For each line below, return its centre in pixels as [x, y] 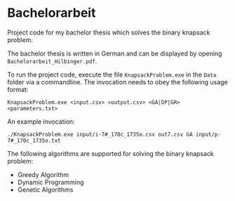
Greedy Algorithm [43, 174]
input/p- [208, 134]
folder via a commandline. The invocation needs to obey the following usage [117, 82]
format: [18, 89]
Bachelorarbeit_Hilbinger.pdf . [52, 60]
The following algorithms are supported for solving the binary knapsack [110, 153]
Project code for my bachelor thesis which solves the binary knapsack [109, 32]
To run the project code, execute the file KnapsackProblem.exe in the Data [112, 74]
